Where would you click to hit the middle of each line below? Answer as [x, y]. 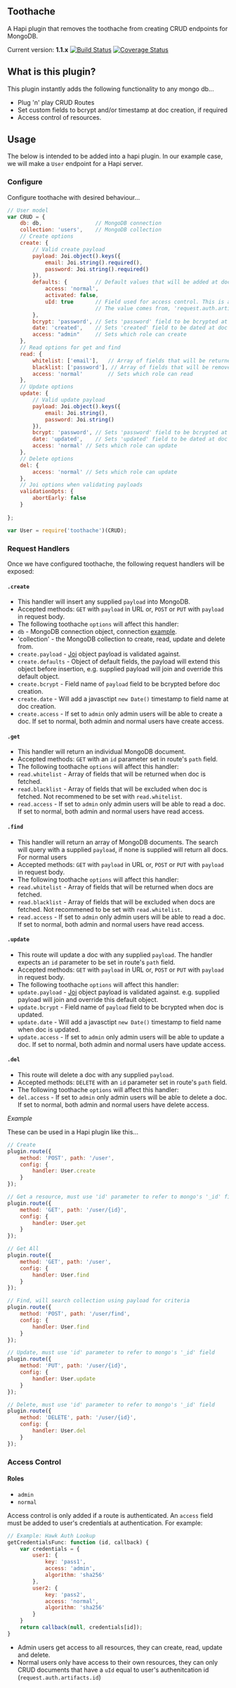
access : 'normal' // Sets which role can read [113, 374]
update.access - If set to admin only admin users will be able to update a [121, 1036]
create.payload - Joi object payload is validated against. [99, 654]
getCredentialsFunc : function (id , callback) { [78, 1542]
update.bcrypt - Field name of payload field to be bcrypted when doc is [120, 1007]
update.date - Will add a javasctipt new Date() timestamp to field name [119, 1022]
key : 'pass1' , [65, 1562]
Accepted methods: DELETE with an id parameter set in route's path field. [122, 1082]
